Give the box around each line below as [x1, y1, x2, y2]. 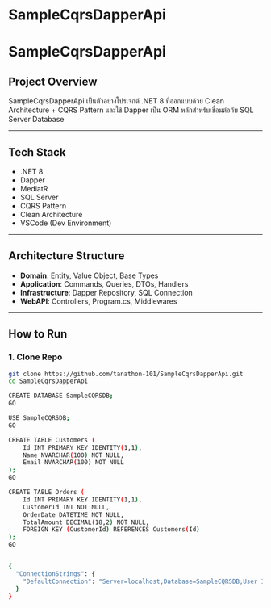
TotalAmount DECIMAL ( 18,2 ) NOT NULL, [23, 518, 150, 526]
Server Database [8, 115, 65, 124]
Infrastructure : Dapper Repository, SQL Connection [19, 287, 194, 297]
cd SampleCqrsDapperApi [8, 377, 89, 385]
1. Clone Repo [8, 351, 63, 363]
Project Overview [8, 74, 98, 88]
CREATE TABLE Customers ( [8, 436, 95, 444]
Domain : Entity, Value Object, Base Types [19, 270, 159, 280]
